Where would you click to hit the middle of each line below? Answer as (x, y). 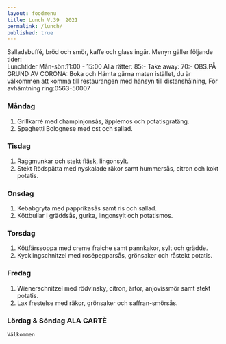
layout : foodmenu (32, 13)
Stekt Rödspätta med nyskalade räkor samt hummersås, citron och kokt (118, 168)
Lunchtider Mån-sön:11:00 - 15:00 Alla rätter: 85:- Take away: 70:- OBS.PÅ (112, 66)
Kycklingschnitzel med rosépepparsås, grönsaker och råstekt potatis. (115, 256)
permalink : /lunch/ (35, 26)
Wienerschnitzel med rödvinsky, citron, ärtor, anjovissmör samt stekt (114, 288)
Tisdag (19, 146)
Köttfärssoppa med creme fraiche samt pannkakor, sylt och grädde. (112, 248)
